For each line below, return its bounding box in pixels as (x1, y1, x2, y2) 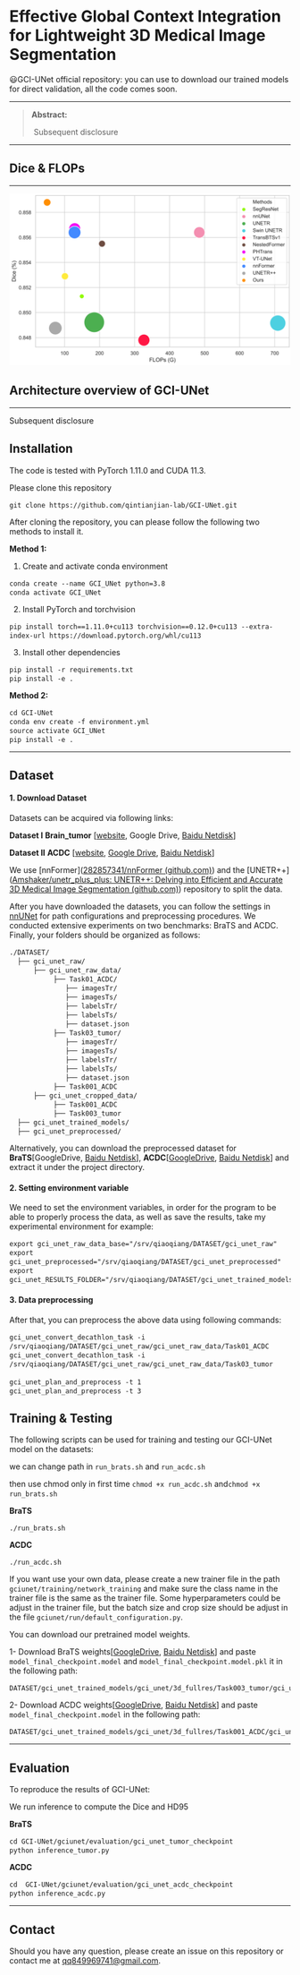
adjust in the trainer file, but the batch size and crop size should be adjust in (9, 1603, 288, 1613)
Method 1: (9, 543, 47, 554)
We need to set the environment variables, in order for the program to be (9, 1202, 277, 1213)
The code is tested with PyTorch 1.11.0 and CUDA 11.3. (9, 465, 207, 475)
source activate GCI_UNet (9, 726, 105, 735)
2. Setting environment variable (9, 1182, 129, 1193)
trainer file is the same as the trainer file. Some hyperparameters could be (9, 1593, 281, 1603)
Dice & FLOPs (9, 161, 85, 176)
